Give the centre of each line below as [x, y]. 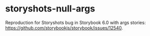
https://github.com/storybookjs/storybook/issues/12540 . [64, 27]
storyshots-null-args [50, 9]
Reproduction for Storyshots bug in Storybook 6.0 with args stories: [76, 22]
